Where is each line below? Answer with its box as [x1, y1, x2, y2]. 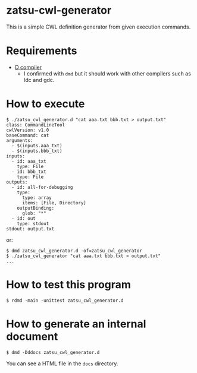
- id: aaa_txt [11, 158, 46, 164]
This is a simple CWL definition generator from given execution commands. [6, 23, 191, 30]
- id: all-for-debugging [11, 184, 73, 190]
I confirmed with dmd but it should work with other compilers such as [23, 69, 192, 77]
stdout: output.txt [6, 226, 55, 232]
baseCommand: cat [6, 132, 49, 138]
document [6, 330, 58, 343]
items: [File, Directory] [21, 200, 86, 206]
